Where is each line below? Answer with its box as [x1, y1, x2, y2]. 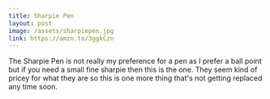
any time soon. [8, 82, 58, 92]
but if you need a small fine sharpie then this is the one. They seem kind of [8, 65, 258, 75]
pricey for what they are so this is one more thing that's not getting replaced [8, 73, 263, 83]
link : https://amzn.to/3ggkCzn [8, 34, 114, 43]
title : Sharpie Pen [8, 11, 75, 20]
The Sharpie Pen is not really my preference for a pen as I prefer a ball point [8, 56, 262, 66]
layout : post [8, 19, 53, 27]
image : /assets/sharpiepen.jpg [8, 27, 114, 35]
